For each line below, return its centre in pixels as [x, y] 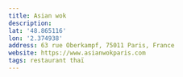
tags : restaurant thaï [46, 61]
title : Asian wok [37, 16]
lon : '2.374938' [35, 38]
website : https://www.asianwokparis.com [77, 53]
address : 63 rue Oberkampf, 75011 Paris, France [91, 46]
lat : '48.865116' [37, 30]
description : [30, 23]
